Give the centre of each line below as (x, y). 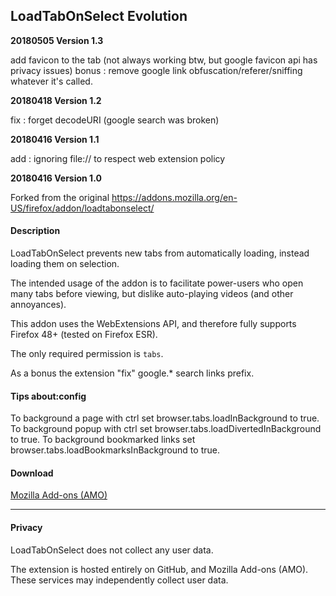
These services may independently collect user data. (119, 580)
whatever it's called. (51, 81)
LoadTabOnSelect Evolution (99, 16)
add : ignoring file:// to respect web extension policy (118, 158)
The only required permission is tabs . (87, 354)
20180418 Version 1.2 (56, 100)
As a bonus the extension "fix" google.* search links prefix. (132, 373)
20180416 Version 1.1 (55, 139)
